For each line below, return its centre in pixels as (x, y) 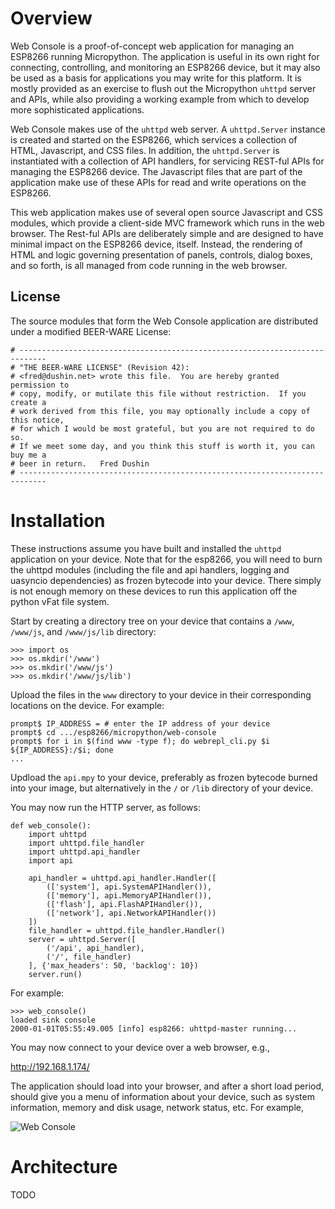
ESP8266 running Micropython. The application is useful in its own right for (165, 56)
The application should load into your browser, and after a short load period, (167, 1086)
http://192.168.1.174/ (50, 1066)
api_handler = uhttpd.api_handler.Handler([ (122, 878)
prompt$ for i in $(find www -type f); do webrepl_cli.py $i (140, 741)
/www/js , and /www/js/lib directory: (83, 631)
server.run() (55, 974)
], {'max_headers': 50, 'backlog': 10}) (113, 965)
